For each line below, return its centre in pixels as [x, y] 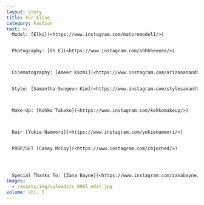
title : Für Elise [28, 18]
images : [16, 181]
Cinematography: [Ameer [42, 73]
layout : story [24, 12]
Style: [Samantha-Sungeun [45, 89]
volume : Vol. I [25, 192]
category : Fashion [29, 23]
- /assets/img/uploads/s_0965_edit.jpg [62, 187]
